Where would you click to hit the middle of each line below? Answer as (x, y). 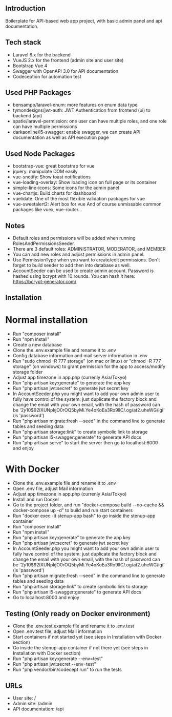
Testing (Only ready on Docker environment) (78, 614)
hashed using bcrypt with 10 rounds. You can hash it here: (74, 276)
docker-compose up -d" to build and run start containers (73, 510)
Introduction (26, 8)
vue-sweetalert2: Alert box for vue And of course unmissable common (87, 204)
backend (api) (27, 116)
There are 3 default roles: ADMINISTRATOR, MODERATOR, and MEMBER (89, 249)
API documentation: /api (38, 709)
